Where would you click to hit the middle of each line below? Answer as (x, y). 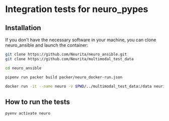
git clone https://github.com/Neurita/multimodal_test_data (70, 59)
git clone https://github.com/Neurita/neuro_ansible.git (66, 54)
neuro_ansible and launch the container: (47, 45)
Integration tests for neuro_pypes (77, 9)
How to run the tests (38, 102)
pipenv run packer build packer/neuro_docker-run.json (64, 77)
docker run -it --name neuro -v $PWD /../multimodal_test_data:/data (78, 86)
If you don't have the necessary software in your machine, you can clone (81, 40)
